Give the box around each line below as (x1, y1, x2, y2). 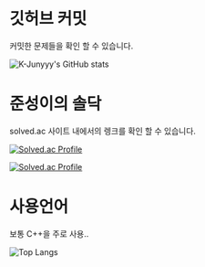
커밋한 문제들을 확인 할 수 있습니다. (9, 40, 134, 51)
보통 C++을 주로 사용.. (9, 228, 89, 239)
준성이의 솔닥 (9, 93, 102, 114)
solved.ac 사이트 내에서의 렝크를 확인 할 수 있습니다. (9, 125, 196, 136)
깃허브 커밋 (9, 8, 87, 29)
